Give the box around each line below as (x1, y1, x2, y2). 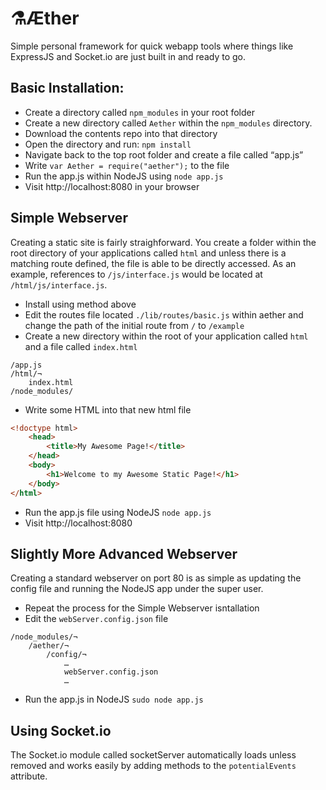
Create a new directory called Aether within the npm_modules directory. (24, 117, 313, 129)
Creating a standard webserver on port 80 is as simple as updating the (10, 572, 302, 584)
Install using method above (24, 298, 137, 310)
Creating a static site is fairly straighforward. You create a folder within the (10, 236, 317, 248)
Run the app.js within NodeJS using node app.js (24, 170, 224, 182)
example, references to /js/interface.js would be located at (10, 268, 263, 280)
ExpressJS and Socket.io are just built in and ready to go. (10, 50, 247, 62)
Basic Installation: (10, 80, 125, 97)
